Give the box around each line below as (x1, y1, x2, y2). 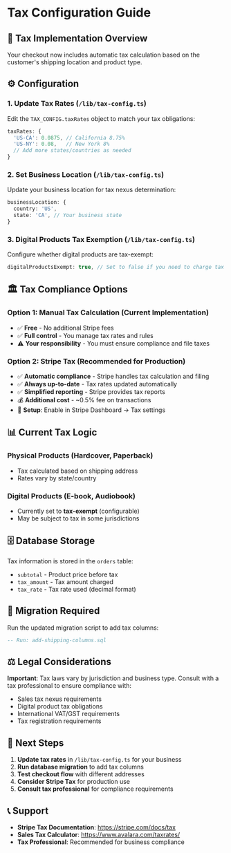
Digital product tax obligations (17, 702, 103, 711)
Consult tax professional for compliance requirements (17, 785, 174, 793)
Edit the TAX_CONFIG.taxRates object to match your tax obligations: (7, 114, 196, 122)
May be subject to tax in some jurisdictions (17, 514, 140, 523)
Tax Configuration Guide (7, 5, 151, 21)
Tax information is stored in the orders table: (7, 556, 133, 565)
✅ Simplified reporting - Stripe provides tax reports (17, 388, 166, 396)
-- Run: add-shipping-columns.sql (7, 637, 107, 644)
